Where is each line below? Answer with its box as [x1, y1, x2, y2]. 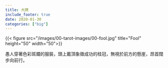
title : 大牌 [5, 7, 29, 13]
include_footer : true [5, 12, 51, 17]
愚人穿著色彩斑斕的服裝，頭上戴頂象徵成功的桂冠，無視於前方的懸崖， [5, 51, 150, 57]
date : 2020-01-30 [5, 17, 42, 22]
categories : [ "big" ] [5, 21, 49, 27]
